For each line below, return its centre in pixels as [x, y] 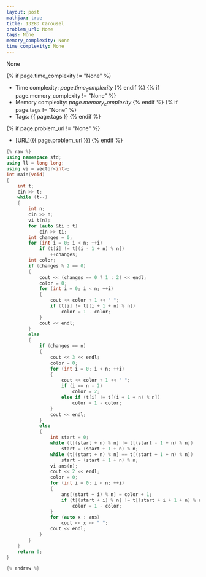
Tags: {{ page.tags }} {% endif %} [58, 117]
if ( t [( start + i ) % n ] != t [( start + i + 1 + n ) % [128, 500]
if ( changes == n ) [63, 346]
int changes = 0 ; [50, 237]
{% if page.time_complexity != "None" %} [59, 76]
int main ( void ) [26, 175]
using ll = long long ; [35, 163]
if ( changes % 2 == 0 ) [57, 266]
